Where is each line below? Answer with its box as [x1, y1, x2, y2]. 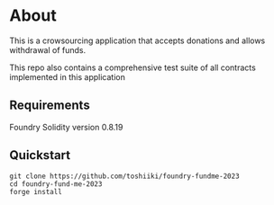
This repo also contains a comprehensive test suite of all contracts [9, 62, 257, 73]
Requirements [9, 98, 90, 113]
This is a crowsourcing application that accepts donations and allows [9, 35, 266, 46]
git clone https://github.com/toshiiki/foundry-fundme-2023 [9, 172, 241, 181]
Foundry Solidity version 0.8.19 [9, 121, 123, 132]
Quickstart [9, 147, 71, 163]
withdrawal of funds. [9, 44, 87, 55]
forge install [9, 187, 63, 196]
